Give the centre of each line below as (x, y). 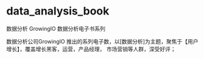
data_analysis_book (58, 11)
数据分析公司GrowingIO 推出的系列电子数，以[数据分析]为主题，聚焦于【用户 (102, 41)
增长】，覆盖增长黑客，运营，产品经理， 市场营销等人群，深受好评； (91, 49)
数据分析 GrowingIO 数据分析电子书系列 (56, 28)
